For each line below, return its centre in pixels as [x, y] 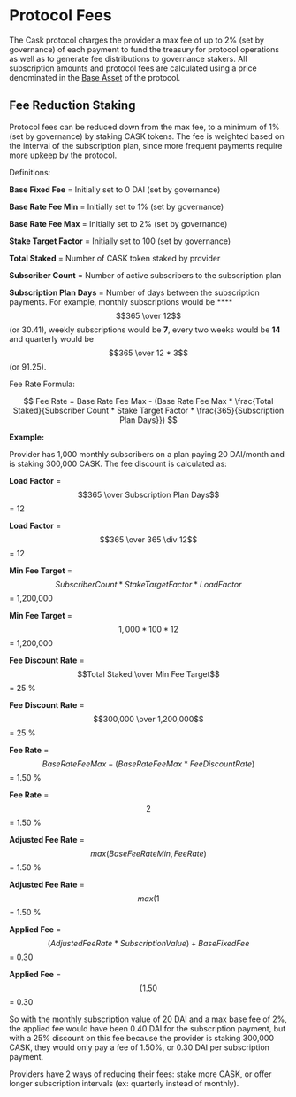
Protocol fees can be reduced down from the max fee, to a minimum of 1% [144, 127]
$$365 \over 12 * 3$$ [148, 353]
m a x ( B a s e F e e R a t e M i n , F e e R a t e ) [148, 853]
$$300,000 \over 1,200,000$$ [148, 719]
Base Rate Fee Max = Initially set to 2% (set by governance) [118, 223]
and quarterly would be [52, 338]
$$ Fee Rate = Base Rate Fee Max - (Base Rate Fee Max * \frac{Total [148, 401]
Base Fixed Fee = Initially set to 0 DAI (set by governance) [115, 189]
